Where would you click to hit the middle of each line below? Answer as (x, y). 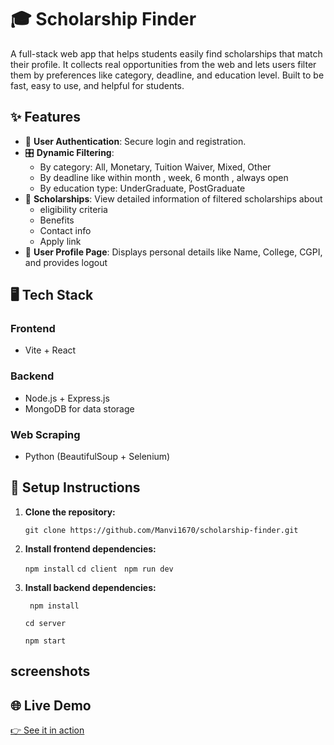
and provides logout (66, 262)
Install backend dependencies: (90, 587)
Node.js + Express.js (67, 398)
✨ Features (45, 117)
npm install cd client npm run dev (99, 569)
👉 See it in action (47, 730)
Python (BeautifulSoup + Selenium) (97, 457)
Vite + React (50, 350)
